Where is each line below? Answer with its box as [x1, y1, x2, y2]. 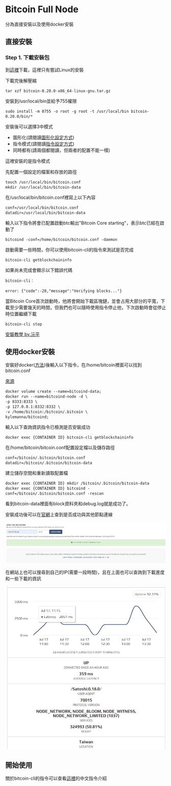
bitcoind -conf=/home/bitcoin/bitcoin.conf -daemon [5, 237, 117, 242]
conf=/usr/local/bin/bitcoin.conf [5, 205, 79, 210]
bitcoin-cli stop [5, 322, 42, 327]
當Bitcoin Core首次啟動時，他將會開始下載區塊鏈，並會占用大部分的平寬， [5, 298, 161, 304]
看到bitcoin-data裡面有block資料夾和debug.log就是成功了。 [5, 501, 131, 507]
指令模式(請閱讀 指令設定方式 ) [12, 140, 75, 146]
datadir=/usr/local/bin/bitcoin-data [5, 210, 86, 215]
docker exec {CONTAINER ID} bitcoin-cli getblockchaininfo [5, 435, 134, 440]
